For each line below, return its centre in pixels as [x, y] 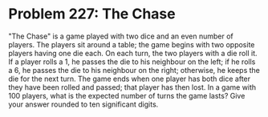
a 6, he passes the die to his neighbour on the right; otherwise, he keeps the [134, 70]
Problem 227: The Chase [92, 14]
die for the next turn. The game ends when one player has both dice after [130, 79]
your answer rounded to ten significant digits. [83, 104]
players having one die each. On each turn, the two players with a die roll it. [133, 53]
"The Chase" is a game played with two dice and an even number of [121, 36]
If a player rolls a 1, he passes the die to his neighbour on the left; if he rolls [132, 62]
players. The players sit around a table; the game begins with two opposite [132, 44]
